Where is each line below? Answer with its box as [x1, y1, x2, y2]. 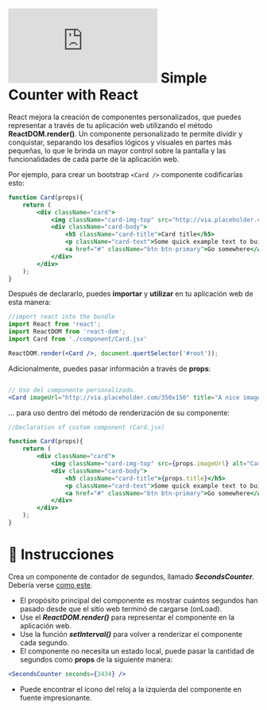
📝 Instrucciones [8, 546, 114, 564]
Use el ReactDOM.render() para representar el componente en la [19, 612, 235, 622]
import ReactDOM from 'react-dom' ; [8, 328, 126, 336]
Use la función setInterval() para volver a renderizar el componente [19, 629, 243, 639]
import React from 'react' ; [8, 320, 102, 329]
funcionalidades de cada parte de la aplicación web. [8, 154, 180, 164]
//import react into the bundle [8, 313, 115, 321]
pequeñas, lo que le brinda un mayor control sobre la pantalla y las [8, 145, 226, 155]
